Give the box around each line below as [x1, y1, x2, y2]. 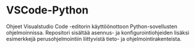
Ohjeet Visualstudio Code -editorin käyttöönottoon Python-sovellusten [6, 23, 177, 30]
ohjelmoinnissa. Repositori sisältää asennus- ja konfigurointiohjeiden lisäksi [6, 29, 190, 36]
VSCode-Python [6, 4, 89, 17]
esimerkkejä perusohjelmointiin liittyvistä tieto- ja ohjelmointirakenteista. [6, 35, 182, 42]
